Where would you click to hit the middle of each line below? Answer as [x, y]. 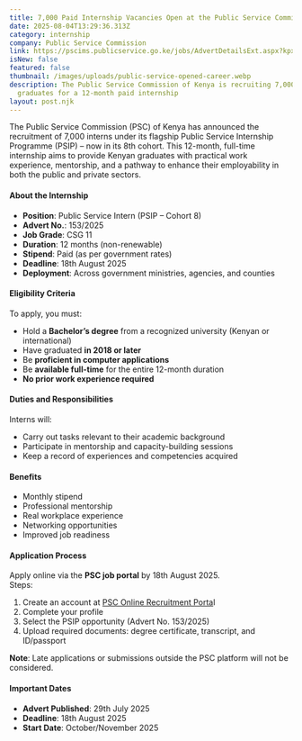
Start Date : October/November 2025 [90, 727]
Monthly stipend [53, 497]
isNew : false [34, 59]
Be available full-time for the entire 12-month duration [123, 369]
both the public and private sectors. [75, 175]
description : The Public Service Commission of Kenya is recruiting [140, 85]
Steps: [21, 585]
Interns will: [31, 419]
